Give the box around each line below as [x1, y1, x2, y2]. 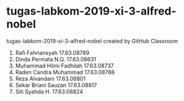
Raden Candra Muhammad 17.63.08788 [15, 68, 115, 75]
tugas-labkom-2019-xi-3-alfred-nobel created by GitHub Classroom [6, 37, 178, 44]
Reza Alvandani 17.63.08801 [15, 75, 86, 82]
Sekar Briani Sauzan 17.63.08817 [15, 81, 98, 89]
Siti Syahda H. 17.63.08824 [15, 88, 83, 95]
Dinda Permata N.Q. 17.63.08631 [15, 55, 96, 63]
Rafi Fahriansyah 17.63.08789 [15, 49, 90, 56]
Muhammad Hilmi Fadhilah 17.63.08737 [15, 62, 115, 69]
